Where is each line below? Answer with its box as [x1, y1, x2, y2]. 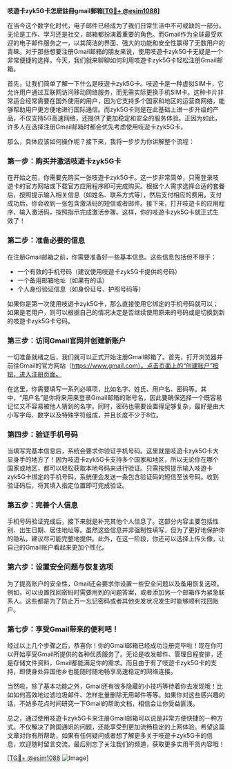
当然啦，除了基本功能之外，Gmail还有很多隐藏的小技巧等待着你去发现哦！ [7, 682, 217, 691]
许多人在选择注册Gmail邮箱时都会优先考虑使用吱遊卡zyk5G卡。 [7, 123, 187, 131]
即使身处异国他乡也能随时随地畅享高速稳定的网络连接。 [19, 667, 177, 676]
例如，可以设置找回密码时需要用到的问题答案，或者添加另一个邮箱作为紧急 [7, 588, 219, 596]
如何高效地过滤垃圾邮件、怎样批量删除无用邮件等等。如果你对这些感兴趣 [12, 691, 219, 699]
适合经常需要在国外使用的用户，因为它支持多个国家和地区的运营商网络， [12, 97, 219, 105]
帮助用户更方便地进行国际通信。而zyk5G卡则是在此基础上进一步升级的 [12, 105, 213, 114]
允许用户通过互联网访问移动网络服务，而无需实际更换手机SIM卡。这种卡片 [7, 88, 218, 96]
